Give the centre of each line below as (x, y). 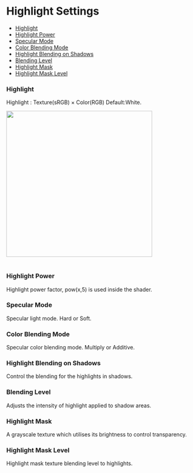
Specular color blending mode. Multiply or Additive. (71, 348)
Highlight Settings (53, 11)
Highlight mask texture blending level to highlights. (69, 463)
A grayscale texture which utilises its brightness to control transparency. (96, 435)
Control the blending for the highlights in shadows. (69, 376)
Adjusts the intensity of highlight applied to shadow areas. (79, 405)
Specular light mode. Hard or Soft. (49, 318)
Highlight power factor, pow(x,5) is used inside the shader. (80, 289)
